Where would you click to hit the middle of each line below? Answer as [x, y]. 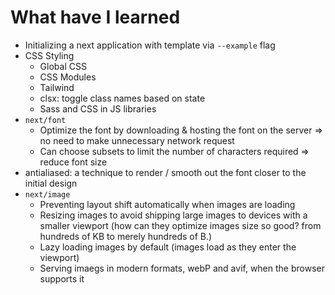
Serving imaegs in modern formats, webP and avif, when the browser [182, 268]
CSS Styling [49, 55]
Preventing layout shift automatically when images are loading [167, 204]
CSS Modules [68, 77]
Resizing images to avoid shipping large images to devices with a [173, 215]
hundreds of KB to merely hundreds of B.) [126, 236]
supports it [62, 278]
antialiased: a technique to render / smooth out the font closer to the [165, 172]
